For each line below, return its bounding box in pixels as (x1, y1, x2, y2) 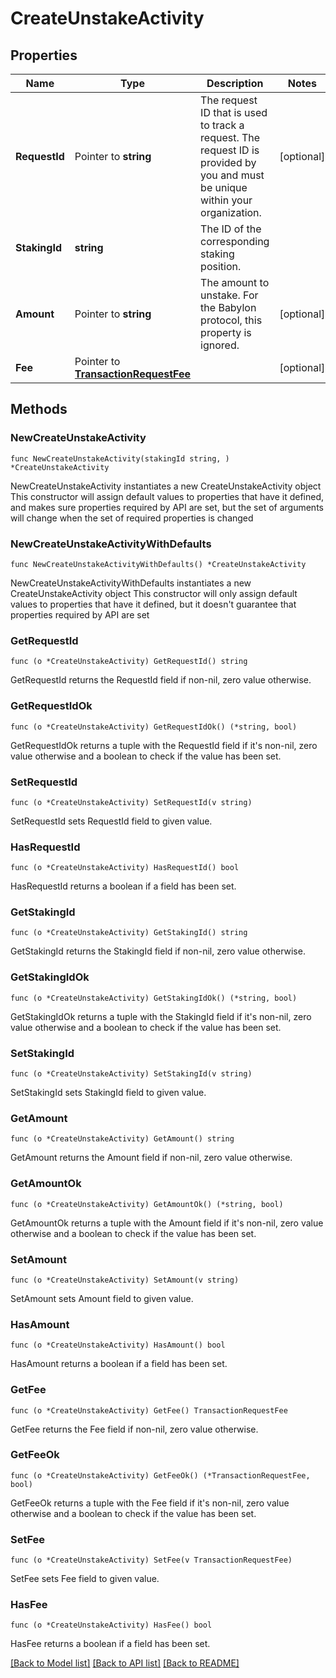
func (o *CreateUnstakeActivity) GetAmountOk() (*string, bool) (10, 1199, 284, 1209)
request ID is (200, 143, 260, 157)
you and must (200, 168, 265, 182)
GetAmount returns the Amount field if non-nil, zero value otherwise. (10, 1152, 293, 1164)
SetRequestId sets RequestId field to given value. (10, 815, 213, 827)
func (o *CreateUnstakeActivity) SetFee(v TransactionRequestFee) (10, 1555, 293, 1566)
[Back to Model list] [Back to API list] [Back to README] (10, 1657, 240, 1669)
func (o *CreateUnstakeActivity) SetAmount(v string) (10, 1275, 240, 1285)
